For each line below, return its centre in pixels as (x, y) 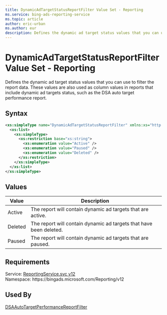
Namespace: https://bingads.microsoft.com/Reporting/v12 (65, 279)
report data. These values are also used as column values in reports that (79, 87)
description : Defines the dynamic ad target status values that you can (82, 33)
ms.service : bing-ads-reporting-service (48, 14)
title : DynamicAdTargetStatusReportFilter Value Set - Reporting (74, 10)
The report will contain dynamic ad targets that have (91, 224)
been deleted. (47, 230)
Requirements (27, 262)
